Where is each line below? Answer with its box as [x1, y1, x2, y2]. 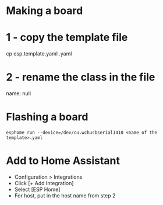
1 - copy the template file [6, 31, 128, 44]
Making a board [6, 4, 83, 18]
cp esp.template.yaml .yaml [6, 50, 72, 57]
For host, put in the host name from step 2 [14, 192, 116, 199]
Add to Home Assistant [6, 154, 121, 168]
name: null [6, 90, 31, 97]
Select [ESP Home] [14, 186, 61, 193]
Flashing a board [6, 110, 88, 124]
